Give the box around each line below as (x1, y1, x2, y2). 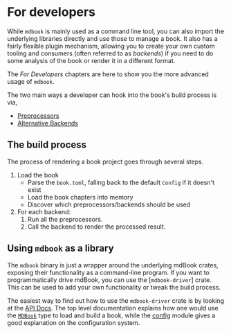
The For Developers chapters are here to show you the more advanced (7, 70, 209, 78)
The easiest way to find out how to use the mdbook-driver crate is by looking (7, 296, 225, 305)
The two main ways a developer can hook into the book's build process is (7, 91, 217, 99)
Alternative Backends (17, 118, 78, 127)
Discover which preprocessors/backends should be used (27, 200, 191, 209)
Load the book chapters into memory (27, 193, 133, 201)
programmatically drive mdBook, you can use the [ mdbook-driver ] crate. (7, 275, 212, 284)
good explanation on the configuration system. (7, 318, 140, 326)
